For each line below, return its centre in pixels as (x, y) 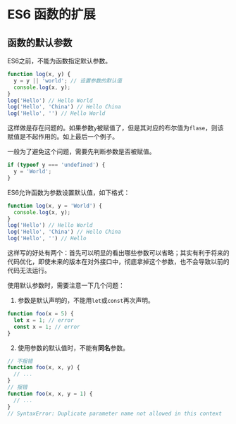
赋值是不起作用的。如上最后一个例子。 (63, 137)
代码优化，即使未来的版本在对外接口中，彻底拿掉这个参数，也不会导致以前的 (118, 262)
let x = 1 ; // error (44, 320)
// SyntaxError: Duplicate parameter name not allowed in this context (114, 413)
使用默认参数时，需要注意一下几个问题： (66, 285)
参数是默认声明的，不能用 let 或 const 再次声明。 (86, 300)
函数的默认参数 (40, 43)
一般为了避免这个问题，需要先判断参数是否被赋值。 (81, 151)
